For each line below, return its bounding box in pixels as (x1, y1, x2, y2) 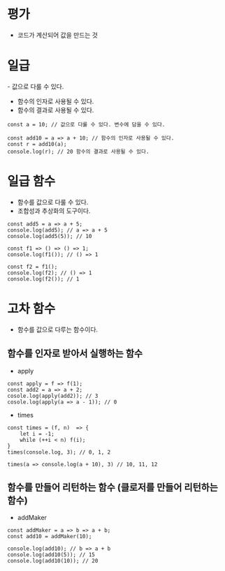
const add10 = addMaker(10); (7, 533, 92, 540)
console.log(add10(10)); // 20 (7, 558, 99, 565)
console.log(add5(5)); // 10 (7, 232, 92, 239)
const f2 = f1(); (7, 263, 58, 270)
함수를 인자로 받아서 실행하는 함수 (7, 348, 143, 359)
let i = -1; (20, 430, 55, 437)
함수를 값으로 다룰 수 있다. (17, 198, 89, 206)
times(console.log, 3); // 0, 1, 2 (7, 448, 111, 456)
